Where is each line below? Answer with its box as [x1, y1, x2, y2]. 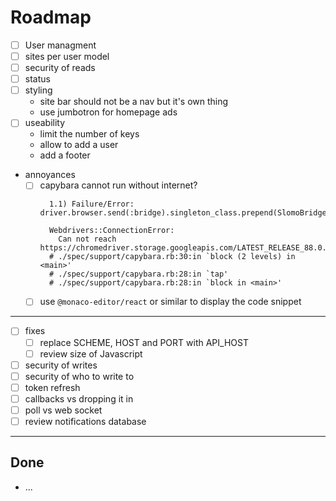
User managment [24, 39, 97, 51]
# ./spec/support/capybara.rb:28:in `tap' [48, 269, 229, 280]
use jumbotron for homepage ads [39, 106, 178, 118]
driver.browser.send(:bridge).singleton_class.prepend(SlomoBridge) [39, 208, 332, 218]
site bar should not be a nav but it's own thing [39, 96, 229, 108]
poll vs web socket [24, 404, 103, 416]
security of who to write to [24, 370, 135, 382]
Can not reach [58, 234, 117, 245]
